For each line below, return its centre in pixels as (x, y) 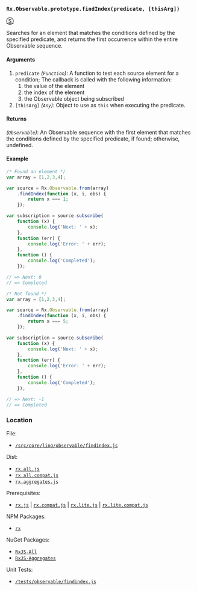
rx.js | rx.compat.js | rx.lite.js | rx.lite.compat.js (82, 504)
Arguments (21, 59)
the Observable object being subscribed (74, 98)
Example (17, 159)
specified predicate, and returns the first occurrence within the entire (92, 39)
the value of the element (54, 86)
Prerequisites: (23, 493)
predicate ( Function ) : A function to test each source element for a (97, 73)
